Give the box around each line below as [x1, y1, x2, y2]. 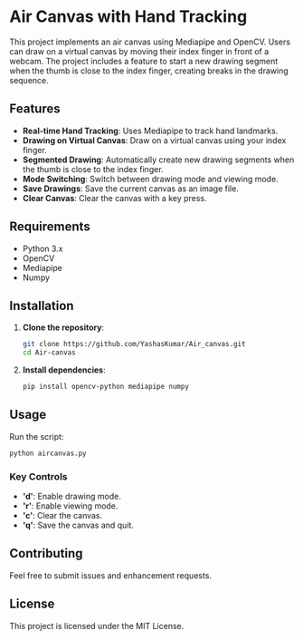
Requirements [9, 219, 90, 235]
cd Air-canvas [22, 348, 76, 357]
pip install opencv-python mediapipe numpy [22, 383, 190, 392]
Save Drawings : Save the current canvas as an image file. [22, 183, 240, 194]
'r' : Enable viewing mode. [22, 500, 118, 511]
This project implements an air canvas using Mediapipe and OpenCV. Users [9, 36, 291, 47]
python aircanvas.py [9, 449, 88, 458]
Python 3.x [22, 243, 63, 254]
